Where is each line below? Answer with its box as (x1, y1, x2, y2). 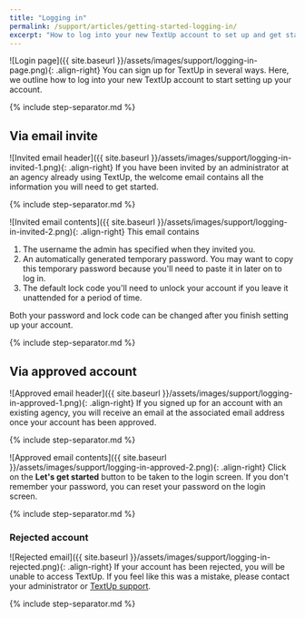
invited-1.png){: (9, 162, 67, 173)
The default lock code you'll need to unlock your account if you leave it (22, 283, 289, 294)
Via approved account (9, 363, 138, 379)
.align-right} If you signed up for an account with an (89, 398, 283, 408)
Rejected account (9, 531, 89, 543)
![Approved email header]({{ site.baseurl (9, 388, 161, 399)
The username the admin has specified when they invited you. (22, 244, 256, 255)
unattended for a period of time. (22, 292, 143, 303)
